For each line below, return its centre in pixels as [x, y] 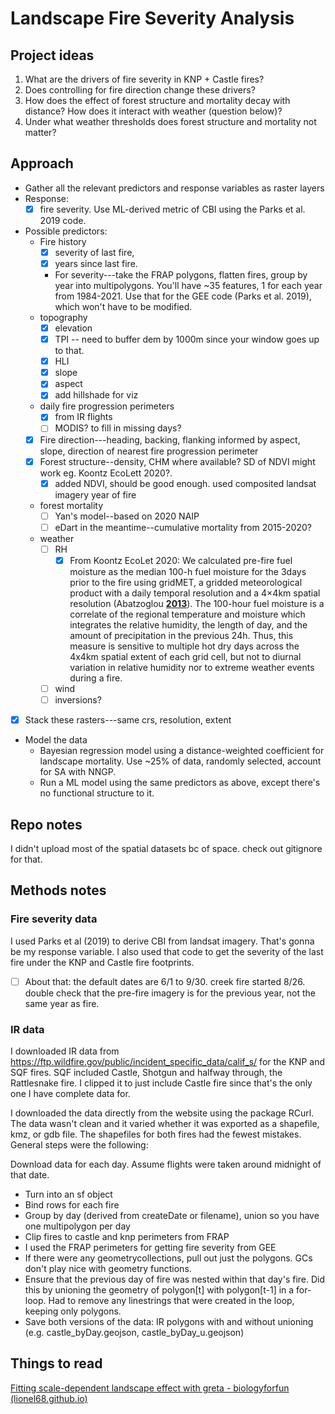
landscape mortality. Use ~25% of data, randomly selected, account [180, 761]
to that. [69, 351]
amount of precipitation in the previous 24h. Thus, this [181, 635]
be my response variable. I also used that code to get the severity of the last [167, 951]
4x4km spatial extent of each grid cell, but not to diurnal [185, 656]
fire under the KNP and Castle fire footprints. [102, 962]
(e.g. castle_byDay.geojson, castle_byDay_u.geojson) [134, 1332]
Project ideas [52, 55]
